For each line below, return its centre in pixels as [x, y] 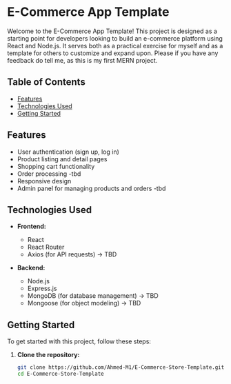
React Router [46, 247]
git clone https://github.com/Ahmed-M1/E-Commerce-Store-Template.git [121, 367]
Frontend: [31, 226]
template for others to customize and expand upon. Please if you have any [113, 53]
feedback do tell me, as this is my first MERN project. [82, 60]
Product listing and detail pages [62, 159]
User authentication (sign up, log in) [68, 152]
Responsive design [44, 181]
